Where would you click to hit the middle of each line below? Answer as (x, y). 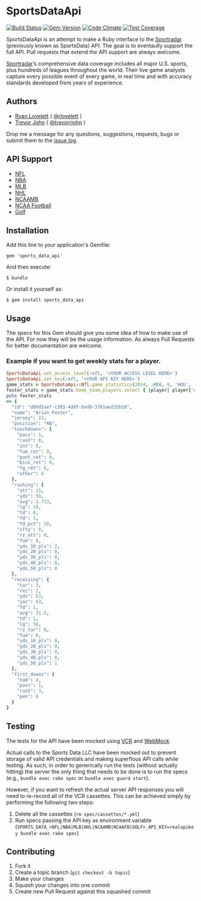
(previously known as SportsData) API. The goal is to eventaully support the (100, 46)
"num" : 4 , (29, 680)
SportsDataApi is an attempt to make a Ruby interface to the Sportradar (94, 39)
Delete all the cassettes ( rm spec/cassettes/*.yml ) (77, 814)
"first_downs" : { (33, 674)
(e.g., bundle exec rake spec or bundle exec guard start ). (78, 778)
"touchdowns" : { (32, 430)
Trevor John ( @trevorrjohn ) (50, 122)
